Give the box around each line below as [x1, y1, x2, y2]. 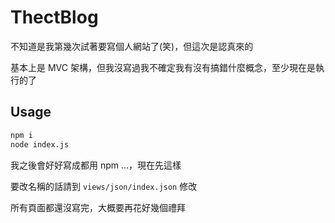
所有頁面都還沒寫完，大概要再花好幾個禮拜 [10, 201, 186, 213]
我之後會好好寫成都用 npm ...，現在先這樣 [10, 159, 182, 171]
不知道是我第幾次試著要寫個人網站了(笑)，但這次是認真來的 [10, 40, 254, 52]
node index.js [10, 139, 70, 150]
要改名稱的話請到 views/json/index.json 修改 [10, 180, 198, 192]
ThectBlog [10, 6, 99, 29]
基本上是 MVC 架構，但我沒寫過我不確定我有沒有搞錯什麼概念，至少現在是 [10, 61, 316, 73]
